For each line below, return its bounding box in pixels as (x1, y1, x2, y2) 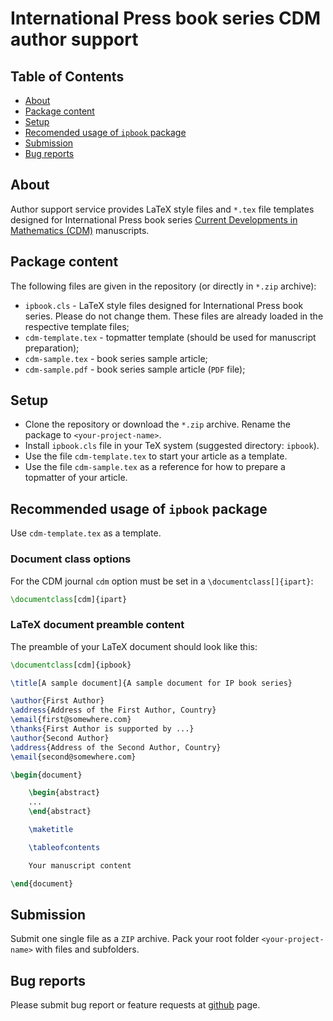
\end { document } (10, 878, 74, 889)
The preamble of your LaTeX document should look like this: (10, 640, 258, 652)
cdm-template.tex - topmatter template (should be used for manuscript (24, 331, 317, 343)
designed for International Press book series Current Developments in (10, 213, 298, 226)
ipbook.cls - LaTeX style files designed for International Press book (24, 299, 304, 311)
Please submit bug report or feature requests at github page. (10, 999, 261, 1011)
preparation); (24, 342, 80, 354)
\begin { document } (10, 770, 83, 780)
